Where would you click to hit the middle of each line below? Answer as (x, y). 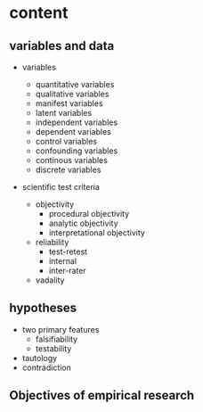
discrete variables (68, 169)
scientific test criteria (61, 187)
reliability (52, 242)
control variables (66, 141)
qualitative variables (72, 94)
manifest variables (69, 103)
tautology (40, 358)
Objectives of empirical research (102, 396)
